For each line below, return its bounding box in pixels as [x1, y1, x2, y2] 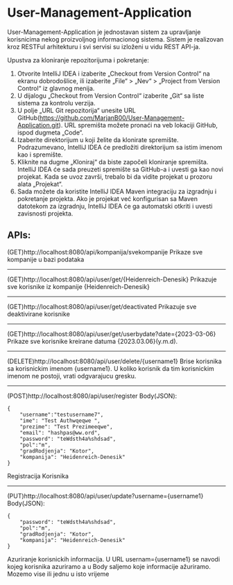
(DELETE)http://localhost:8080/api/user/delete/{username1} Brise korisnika [7, 357, 222, 365]
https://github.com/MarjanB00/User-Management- [39, 113, 185, 122]
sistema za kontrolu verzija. [17, 98, 96, 107]
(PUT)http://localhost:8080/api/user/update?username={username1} [7, 491, 204, 500]
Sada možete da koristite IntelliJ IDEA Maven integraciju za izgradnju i [17, 187, 217, 195]
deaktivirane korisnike [7, 310, 71, 318]
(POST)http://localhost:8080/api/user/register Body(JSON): [7, 392, 178, 400]
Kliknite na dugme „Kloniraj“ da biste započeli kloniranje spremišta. [17, 157, 209, 166]
